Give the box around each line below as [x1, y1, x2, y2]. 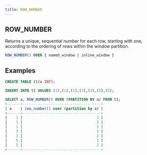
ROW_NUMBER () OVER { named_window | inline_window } [5, 53, 114, 58]
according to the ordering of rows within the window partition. [5, 44, 129, 49]
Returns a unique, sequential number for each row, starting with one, [5, 38, 143, 44]
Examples [5, 66, 36, 75]
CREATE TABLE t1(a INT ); [5, 79, 55, 85]
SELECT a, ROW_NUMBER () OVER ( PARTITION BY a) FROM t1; [5, 97, 121, 102]
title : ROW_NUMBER [5, 7, 42, 12]
